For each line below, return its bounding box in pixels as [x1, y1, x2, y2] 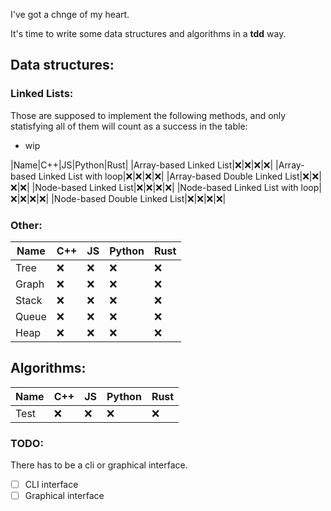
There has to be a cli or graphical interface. [10, 459, 188, 471]
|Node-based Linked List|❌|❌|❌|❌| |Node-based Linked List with [31, 181, 299, 193]
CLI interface [24, 479, 79, 491]
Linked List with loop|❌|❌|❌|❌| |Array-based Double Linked [38, 170, 283, 182]
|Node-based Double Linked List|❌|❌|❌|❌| [51, 192, 227, 204]
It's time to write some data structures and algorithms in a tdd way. [10, 28, 287, 39]
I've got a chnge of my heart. [10, 9, 130, 20]
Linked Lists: [10, 87, 74, 101]
